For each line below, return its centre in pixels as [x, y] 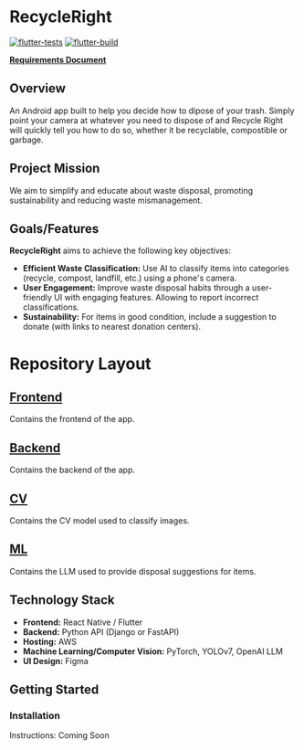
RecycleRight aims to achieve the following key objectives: [120, 251]
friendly [37, 298]
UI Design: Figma [55, 660]
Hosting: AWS [50, 641]
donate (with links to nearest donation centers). [112, 327]
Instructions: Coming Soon [59, 735]
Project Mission [55, 169]
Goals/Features [54, 229]
